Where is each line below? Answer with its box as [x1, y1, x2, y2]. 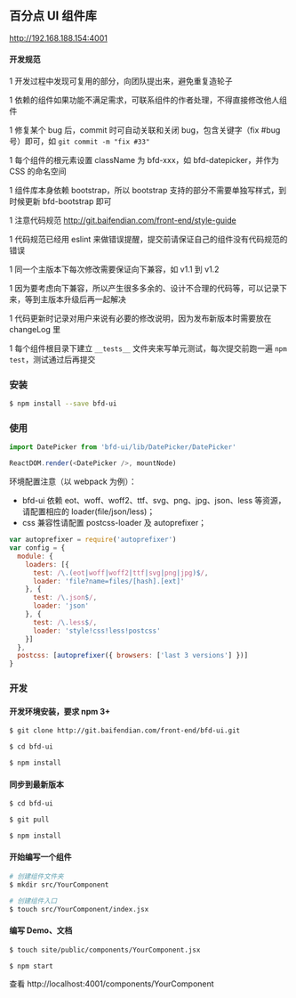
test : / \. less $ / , [32, 618, 98, 626]
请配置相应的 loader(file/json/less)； [21, 506, 156, 517]
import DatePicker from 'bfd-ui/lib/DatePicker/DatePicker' [9, 443, 237, 452]
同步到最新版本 [9, 779, 64, 789]
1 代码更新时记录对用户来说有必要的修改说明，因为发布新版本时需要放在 [9, 313, 272, 323]
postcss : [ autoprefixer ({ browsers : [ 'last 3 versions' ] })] [17, 651, 249, 660]
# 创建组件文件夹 [9, 872, 64, 881]
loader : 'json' [32, 601, 90, 610]
